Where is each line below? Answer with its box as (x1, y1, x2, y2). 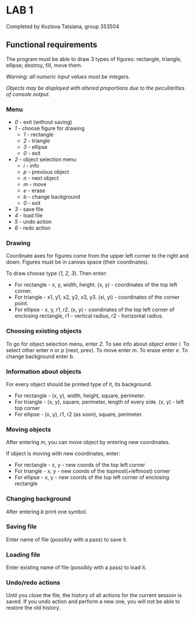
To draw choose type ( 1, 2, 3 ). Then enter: (6, 270, 107, 277)
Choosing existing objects (6, 327, 82, 335)
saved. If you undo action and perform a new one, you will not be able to (6, 598, 180, 605)
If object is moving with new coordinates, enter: (6, 450, 121, 457)
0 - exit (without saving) (14, 118, 72, 126)
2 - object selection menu (14, 156, 77, 163)
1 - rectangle (23, 131, 54, 138)
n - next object (23, 175, 59, 182)
